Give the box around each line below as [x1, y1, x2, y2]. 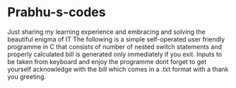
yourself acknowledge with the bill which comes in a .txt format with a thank [7, 65, 229, 73]
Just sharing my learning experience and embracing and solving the [7, 27, 206, 36]
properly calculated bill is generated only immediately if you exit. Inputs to [7, 50, 223, 58]
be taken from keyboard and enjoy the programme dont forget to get [7, 57, 207, 65]
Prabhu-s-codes [7, 4, 106, 20]
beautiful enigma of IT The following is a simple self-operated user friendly [7, 34, 225, 43]
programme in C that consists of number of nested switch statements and [7, 42, 223, 51]
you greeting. [7, 72, 47, 81]
